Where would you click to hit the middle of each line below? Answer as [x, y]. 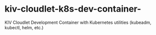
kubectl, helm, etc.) [24, 27]
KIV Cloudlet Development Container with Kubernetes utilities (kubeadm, [78, 22]
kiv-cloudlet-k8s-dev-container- [73, 9]
